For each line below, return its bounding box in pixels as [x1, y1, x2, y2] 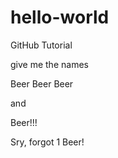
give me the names [10, 58, 89, 70]
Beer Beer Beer [10, 77, 74, 90]
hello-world [10, 6, 110, 29]
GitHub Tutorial [10, 39, 73, 51]
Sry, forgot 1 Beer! [10, 136, 85, 148]
